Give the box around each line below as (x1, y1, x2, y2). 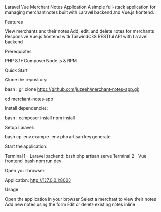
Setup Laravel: (5, 125, 34, 130)
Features (5, 19, 23, 25)
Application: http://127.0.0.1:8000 (5, 177, 71, 183)
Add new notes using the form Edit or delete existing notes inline (5, 201, 136, 207)
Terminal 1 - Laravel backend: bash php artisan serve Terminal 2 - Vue (5, 153, 147, 159)
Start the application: (5, 143, 47, 149)
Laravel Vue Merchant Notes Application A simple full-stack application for (5, 4, 156, 10)
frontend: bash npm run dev (5, 158, 62, 164)
